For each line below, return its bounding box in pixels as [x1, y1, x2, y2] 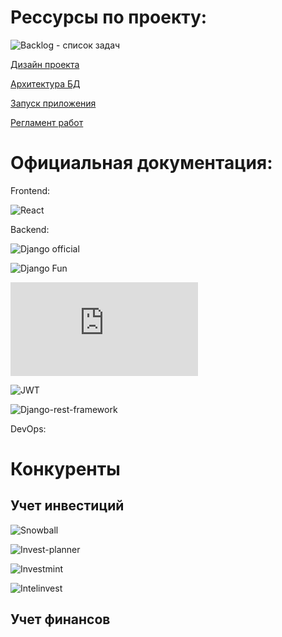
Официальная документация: [10, 152, 273, 175]
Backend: [10, 223, 50, 235]
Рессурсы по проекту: [10, 6, 208, 29]
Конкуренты [10, 458, 121, 481]
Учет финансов [10, 611, 111, 628]
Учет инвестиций [10, 497, 125, 515]
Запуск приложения [10, 97, 97, 109]
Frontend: [10, 184, 51, 196]
